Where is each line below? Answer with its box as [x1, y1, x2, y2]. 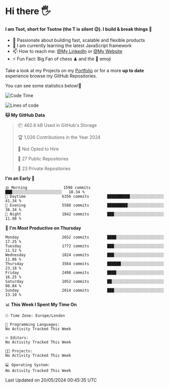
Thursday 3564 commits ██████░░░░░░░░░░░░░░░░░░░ [5, 262, 164, 267]
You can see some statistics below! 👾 [5, 83, 82, 89]
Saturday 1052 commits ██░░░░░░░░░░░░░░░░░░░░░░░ [5, 279, 164, 284]
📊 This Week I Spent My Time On [5, 301, 77, 308]
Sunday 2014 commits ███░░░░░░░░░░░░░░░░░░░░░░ [5, 288, 164, 293]
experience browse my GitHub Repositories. [5, 73, 97, 79]
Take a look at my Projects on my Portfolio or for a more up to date [5, 68, 144, 74]
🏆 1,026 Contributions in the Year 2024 [17, 134, 101, 141]
